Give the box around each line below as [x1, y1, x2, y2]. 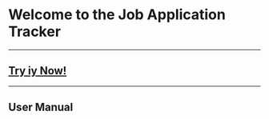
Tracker [8, 22, 62, 41]
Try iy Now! [8, 64, 67, 77]
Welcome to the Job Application [8, 6, 226, 24]
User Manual [8, 101, 74, 114]
